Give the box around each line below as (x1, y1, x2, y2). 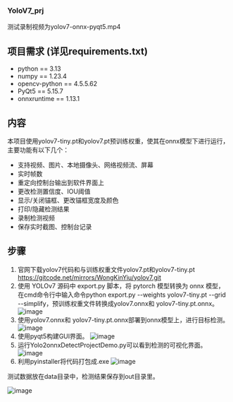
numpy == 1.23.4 (17, 72, 67, 81)
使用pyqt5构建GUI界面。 (17, 331, 89, 341)
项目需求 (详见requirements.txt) (7, 45, 148, 57)
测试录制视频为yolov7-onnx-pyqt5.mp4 (7, 23, 121, 31)
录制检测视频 (17, 213, 55, 222)
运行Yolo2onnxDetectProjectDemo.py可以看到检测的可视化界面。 (17, 341, 207, 349)
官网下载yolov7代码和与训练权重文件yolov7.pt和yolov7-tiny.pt (17, 265, 196, 273)
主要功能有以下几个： (7, 146, 69, 154)
